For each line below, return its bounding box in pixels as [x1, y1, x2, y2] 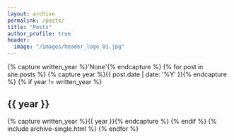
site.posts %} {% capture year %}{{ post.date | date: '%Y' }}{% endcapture [7, 70, 228, 78]
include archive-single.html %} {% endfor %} [7, 124, 139, 133]
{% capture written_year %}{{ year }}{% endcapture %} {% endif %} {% [7, 117, 218, 125]
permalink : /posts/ [7, 17, 65, 24]
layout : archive [7, 10, 55, 18]
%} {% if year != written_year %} [7, 78, 103, 86]
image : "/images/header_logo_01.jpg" [13, 43, 125, 50]
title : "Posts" [7, 23, 52, 30]
